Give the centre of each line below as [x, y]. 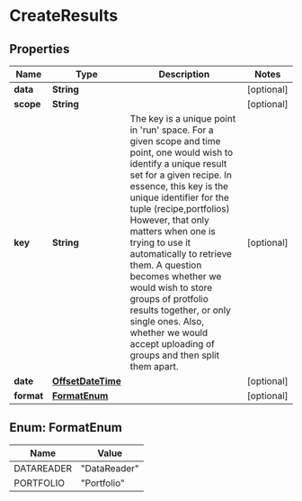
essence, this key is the [179, 186]
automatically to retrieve [181, 254]
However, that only [169, 220]
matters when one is [173, 231]
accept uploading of [173, 344]
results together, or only [180, 310]
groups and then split [175, 355]
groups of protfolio [169, 299]
